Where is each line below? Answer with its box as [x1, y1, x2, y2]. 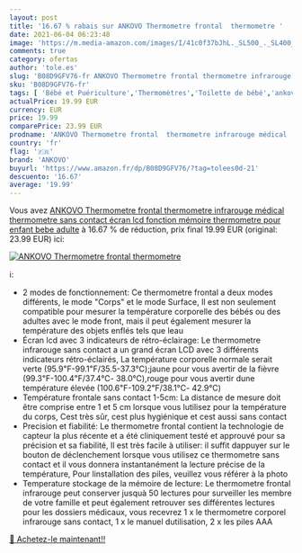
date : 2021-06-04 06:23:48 [9, 30, 111, 39]
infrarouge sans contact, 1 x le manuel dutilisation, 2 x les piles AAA [22, 516, 273, 527]
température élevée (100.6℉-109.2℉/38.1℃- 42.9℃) [22, 383, 222, 394]
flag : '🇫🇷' [9, 147, 54, 156]
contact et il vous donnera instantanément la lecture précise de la [22, 459, 265, 470]
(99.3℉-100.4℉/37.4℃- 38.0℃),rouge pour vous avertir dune [22, 373, 255, 384]
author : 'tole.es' [9, 64, 78, 73]
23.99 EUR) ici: [9, 234, 65, 245]
